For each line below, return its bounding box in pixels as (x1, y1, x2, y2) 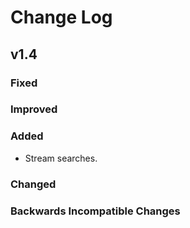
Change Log (10, 6, 113, 29)
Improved (10, 102, 58, 116)
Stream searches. (24, 152, 98, 164)
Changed (10, 177, 57, 191)
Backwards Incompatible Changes (10, 204, 181, 218)
